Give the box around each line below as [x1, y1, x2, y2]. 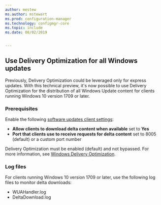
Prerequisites [5, 105, 38, 112]
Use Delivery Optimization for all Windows [5, 57, 138, 65]
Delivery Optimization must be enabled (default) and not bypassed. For [5, 146, 149, 152]
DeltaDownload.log [12, 194, 51, 200]
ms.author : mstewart [5, 12, 48, 17]
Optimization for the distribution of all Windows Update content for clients [5, 88, 155, 94]
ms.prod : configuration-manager [5, 16, 71, 21]
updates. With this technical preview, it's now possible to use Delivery [5, 82, 147, 88]
